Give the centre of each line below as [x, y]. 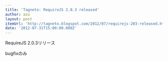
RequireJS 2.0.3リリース [30, 43]
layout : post [19, 19]
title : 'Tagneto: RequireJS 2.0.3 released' [52, 10]
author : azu [17, 14]
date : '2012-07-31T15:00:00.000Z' [41, 28]
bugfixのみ [16, 54]
